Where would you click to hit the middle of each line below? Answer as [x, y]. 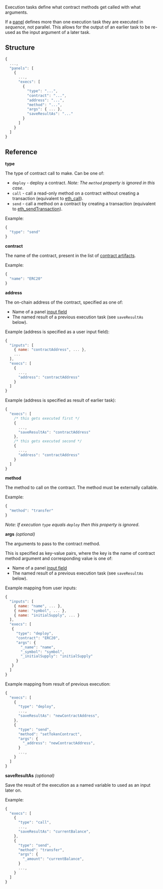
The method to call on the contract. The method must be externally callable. [81, 488]
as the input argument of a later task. [53, 32]
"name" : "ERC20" [26, 279]
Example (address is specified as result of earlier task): [60, 401]
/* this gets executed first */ [47, 418]
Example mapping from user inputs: [41, 588]
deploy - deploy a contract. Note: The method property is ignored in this [83, 183]
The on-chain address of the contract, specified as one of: [64, 302]
